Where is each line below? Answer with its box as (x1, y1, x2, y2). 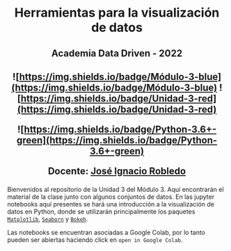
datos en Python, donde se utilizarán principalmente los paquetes (7, 207, 196, 216)
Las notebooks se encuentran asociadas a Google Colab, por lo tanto (7, 228, 205, 236)
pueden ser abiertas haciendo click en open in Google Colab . (7, 235, 183, 244)
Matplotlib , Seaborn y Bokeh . (7, 214, 88, 223)
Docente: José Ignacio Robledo (47, 165, 186, 177)
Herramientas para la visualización (14, 5, 220, 21)
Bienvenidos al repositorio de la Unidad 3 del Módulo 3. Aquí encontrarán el (7, 185, 224, 193)
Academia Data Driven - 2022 (51, 47, 183, 59)
